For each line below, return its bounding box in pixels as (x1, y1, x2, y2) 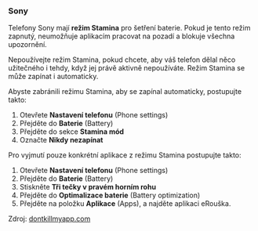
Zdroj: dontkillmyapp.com (8, 214, 91, 224)
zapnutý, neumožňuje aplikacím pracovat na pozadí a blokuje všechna (8, 31, 235, 41)
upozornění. (8, 40, 47, 49)
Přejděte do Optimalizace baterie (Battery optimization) (19, 190, 201, 200)
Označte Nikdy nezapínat (19, 135, 104, 145)
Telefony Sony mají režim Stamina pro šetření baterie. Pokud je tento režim (8, 23, 251, 33)
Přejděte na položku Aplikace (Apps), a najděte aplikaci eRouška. (19, 199, 231, 208)
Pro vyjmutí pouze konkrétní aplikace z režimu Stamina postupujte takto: (8, 150, 242, 160)
